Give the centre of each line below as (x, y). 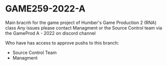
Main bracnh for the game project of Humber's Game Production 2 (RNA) (81, 22)
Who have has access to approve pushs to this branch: (62, 42)
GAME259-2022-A (45, 9)
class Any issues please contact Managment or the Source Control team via (84, 27)
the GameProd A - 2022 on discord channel (51, 33)
